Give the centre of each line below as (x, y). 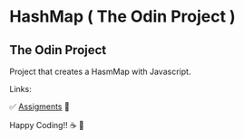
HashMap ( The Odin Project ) (122, 17)
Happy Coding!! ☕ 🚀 (47, 125)
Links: (20, 89)
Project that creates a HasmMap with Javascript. (100, 71)
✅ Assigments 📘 (39, 107)
